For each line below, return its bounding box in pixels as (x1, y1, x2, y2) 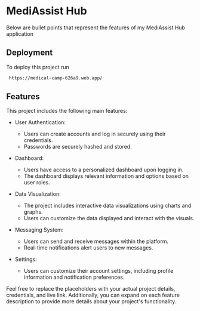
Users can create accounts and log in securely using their (23, 130, 166, 138)
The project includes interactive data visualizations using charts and (23, 202, 192, 210)
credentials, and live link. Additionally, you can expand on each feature (6, 291, 180, 299)
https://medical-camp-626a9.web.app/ (8, 75, 103, 81)
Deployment (6, 48, 53, 58)
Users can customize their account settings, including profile (23, 267, 174, 275)
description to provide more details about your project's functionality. (6, 298, 177, 305)
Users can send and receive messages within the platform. (23, 238, 169, 245)
